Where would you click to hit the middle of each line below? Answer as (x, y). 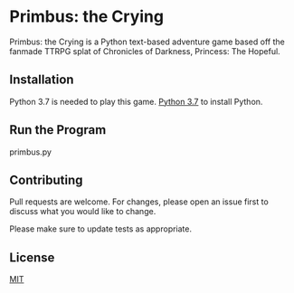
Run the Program (58, 130)
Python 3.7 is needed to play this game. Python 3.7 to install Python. (136, 101)
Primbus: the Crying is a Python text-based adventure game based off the (147, 42)
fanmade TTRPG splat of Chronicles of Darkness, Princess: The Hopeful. (145, 51)
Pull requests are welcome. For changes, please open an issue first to (139, 202)
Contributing (46, 180)
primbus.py (31, 152)
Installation (42, 80)
